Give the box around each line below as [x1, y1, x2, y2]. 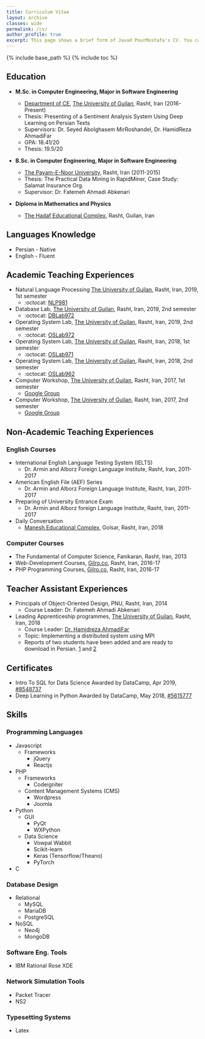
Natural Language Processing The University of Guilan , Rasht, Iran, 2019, [15, 286, 199, 293]
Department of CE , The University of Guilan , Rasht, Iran [24, 99, 164, 107]
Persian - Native [15, 245, 56, 253]
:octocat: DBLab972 [24, 312, 74, 319]
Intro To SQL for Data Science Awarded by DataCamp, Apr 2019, [15, 679, 177, 686]
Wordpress [33, 794, 62, 801]
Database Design [6, 880, 59, 888]
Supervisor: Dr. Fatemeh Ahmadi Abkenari [24, 188, 130, 195]
